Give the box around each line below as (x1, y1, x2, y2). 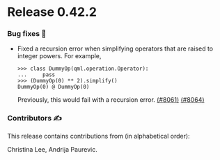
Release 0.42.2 (7, 4, 97, 20)
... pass (17, 71, 56, 78)
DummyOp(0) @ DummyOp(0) (17, 84, 90, 91)
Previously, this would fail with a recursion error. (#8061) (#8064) (17, 96, 205, 104)
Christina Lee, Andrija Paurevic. (7, 145, 97, 153)
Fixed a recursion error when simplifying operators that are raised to (17, 44, 214, 53)
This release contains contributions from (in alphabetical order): (7, 132, 190, 140)
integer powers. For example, (17, 52, 102, 60)
